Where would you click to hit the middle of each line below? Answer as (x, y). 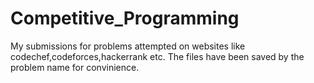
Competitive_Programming (125, 18)
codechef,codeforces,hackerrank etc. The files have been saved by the (157, 56)
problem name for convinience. (75, 67)
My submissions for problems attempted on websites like (128, 46)
